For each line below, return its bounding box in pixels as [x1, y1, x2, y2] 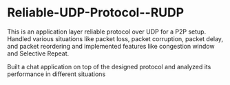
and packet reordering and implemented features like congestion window [7, 42, 215, 50]
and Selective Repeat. [7, 49, 70, 58]
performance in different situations [7, 70, 106, 78]
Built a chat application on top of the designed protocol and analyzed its [7, 62, 211, 71]
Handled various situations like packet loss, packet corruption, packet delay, [7, 34, 224, 42]
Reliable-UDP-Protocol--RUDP [7, 5, 185, 21]
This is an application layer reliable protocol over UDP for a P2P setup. [7, 27, 207, 36]
